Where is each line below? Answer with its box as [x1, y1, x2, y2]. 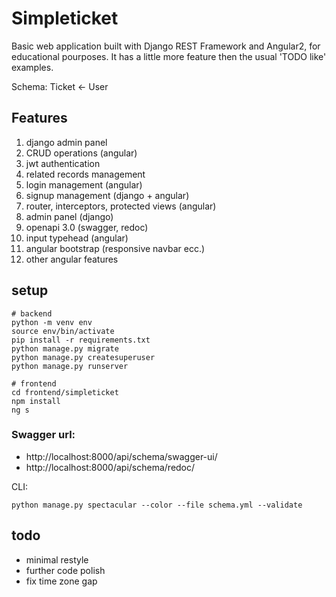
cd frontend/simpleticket [11, 387, 119, 397]
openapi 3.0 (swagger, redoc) [25, 221, 149, 233]
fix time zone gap [25, 575, 98, 587]
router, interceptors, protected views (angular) [25, 200, 217, 212]
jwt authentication [25, 157, 101, 169]
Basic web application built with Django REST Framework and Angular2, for [11, 40, 321, 52]
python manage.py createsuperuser [11, 352, 156, 362]
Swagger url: [11, 428, 76, 442]
